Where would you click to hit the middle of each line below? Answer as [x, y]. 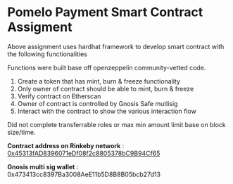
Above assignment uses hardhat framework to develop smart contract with [116, 46]
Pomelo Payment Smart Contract [105, 12]
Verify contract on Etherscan [59, 96]
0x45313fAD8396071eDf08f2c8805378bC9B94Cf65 [84, 153]
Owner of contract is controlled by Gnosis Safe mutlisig [97, 103]
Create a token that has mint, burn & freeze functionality [99, 81]
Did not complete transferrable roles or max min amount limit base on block [117, 124]
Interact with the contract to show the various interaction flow [107, 111]
